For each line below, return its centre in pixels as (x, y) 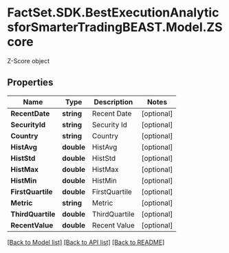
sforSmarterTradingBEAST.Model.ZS (115, 27)
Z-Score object (29, 60)
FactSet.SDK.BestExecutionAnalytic (113, 13)
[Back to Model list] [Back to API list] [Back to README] (86, 242)
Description (113, 102)
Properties (30, 83)
